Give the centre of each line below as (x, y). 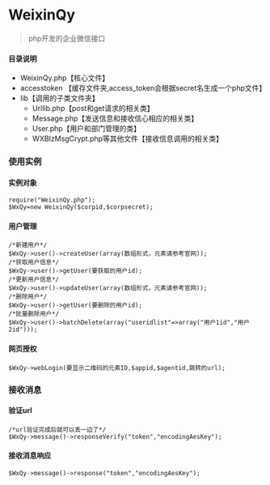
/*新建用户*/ (28, 245)
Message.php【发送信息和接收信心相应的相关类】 (115, 118)
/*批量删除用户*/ (34, 314)
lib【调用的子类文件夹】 (59, 98)
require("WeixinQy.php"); (52, 200)
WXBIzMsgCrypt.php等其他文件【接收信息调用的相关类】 (128, 138)
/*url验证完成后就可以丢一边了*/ (57, 430)
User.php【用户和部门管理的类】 (86, 129)
